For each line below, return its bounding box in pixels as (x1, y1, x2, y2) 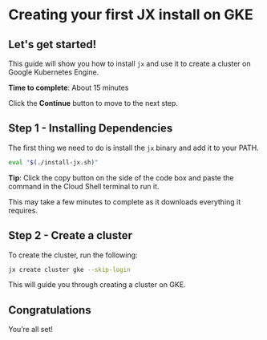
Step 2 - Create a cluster (8, 229, 132, 242)
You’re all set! (8, 325, 54, 334)
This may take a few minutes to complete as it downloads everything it (8, 196, 241, 206)
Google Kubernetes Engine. (8, 67, 99, 77)
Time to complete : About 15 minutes (8, 83, 129, 92)
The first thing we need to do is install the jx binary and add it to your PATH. (8, 143, 259, 152)
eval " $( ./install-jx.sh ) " (8, 158, 99, 166)
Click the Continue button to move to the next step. (8, 99, 179, 107)
